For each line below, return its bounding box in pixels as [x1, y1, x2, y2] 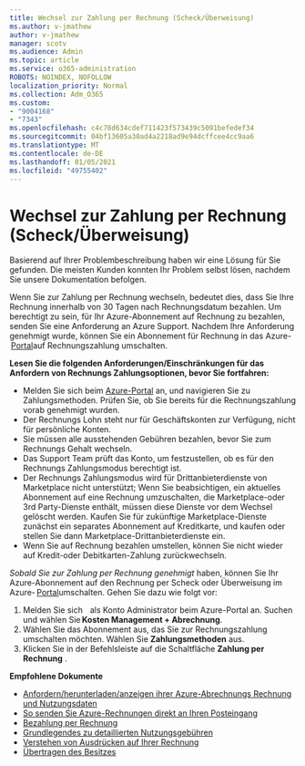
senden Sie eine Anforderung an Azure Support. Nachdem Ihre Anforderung [9, 321, 295, 332]
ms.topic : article [9, 56, 79, 65]
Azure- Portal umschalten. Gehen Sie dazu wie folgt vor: [9, 587, 219, 598]
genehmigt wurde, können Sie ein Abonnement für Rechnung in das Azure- [9, 330, 292, 342]
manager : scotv [9, 38, 67, 48]
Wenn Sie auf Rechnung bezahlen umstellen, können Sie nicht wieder [22, 540, 284, 552]
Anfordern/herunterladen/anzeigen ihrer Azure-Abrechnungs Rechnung [22, 688, 292, 699]
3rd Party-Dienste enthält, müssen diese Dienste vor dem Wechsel [22, 502, 273, 512]
